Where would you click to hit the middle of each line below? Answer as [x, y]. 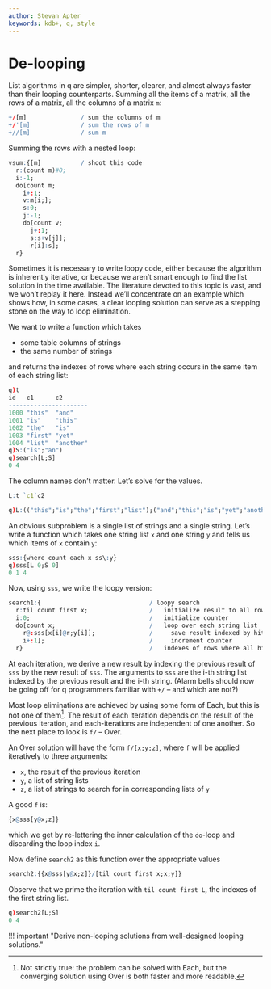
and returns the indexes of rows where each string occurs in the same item [133, 367]
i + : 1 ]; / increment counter [127, 640]
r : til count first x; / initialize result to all [133, 611]
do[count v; [43, 223]
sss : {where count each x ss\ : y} [63, 558]
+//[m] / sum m [57, 133]
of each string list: [38, 376]
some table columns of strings [70, 343]
